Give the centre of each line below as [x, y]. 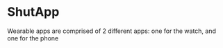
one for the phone [33, 38]
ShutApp [33, 12]
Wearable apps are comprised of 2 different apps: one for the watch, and [112, 31]
